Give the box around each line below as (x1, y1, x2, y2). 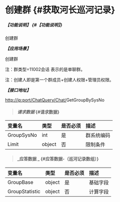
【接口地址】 (5, 87, 31, 93)
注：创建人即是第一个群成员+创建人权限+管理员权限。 (5, 77, 114, 83)
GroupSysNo (7, 132, 37, 139)
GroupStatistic (7, 188, 41, 195)
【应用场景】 (5, 46, 31, 51)
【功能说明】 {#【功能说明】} (5, 22, 63, 27)
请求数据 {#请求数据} (17, 109, 60, 115)
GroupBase (7, 178, 33, 185)
